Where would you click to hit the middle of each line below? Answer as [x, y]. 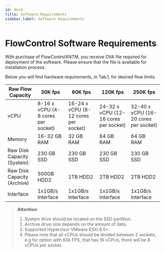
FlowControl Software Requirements [81, 43]
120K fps [113, 92]
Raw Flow [20, 89]
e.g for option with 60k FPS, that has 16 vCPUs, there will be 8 [87, 240]
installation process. [25, 68]
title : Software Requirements [36, 14]
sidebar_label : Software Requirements [45, 19]
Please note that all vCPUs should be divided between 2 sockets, [90, 235]
